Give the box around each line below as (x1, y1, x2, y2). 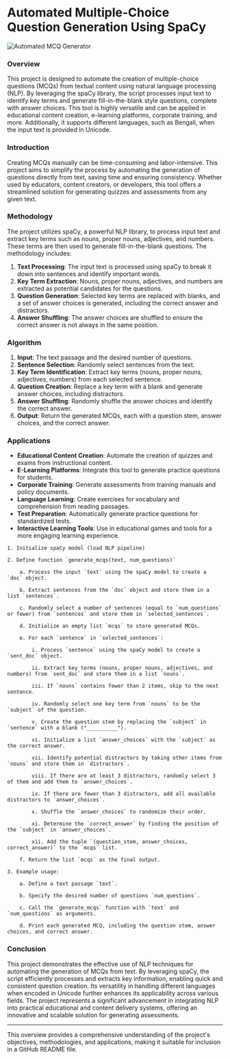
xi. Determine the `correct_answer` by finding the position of (31, 821, 219, 827)
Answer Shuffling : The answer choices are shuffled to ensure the (16, 313, 203, 321)
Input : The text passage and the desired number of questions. (16, 353, 193, 362)
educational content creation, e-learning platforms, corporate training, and (7, 111, 217, 119)
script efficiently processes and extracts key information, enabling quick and (7, 974, 223, 982)
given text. (7, 195, 37, 203)
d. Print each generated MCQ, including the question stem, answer (19, 923, 216, 930)
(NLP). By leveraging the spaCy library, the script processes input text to (7, 89, 212, 97)
